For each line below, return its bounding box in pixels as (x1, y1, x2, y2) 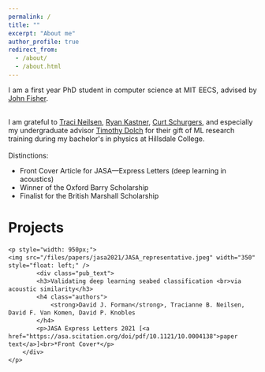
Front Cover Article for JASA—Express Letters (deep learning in (19, 166, 227, 175)
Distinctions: (8, 151, 49, 160)
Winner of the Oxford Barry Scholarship (19, 182, 149, 192)
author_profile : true (8, 38, 80, 46)
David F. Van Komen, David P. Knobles (8, 308, 136, 317)
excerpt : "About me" (8, 29, 77, 37)
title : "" (8, 20, 41, 29)
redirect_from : (8, 46, 58, 54)
